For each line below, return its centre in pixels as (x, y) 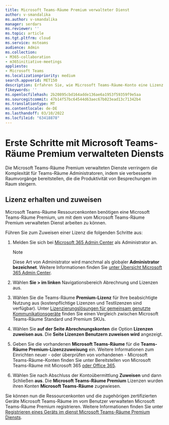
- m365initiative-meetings (34, 62)
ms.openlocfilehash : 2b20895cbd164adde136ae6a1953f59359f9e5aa (73, 95)
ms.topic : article (24, 33)
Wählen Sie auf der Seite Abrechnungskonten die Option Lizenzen (83, 328)
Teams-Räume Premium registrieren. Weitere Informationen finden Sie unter (84, 406)
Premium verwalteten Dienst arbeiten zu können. (56, 222)
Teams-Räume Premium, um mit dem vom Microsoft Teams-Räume (75, 217)
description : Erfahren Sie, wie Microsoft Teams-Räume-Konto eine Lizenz (84, 85)
